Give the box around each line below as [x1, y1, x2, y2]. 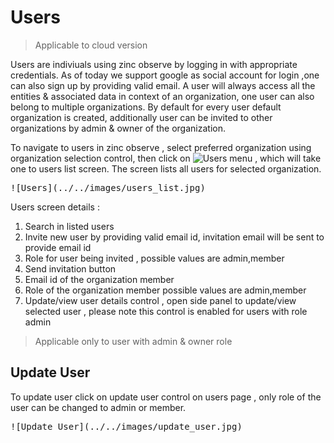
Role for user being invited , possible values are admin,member [24, 252, 285, 264]
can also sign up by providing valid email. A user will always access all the [10, 79, 316, 91]
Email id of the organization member [24, 273, 175, 285]
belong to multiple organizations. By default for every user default [10, 101, 282, 113]
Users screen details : [10, 201, 100, 213]
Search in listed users [24, 220, 115, 232]
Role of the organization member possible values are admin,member [24, 284, 307, 296]
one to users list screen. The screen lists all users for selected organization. [10, 162, 322, 175]
